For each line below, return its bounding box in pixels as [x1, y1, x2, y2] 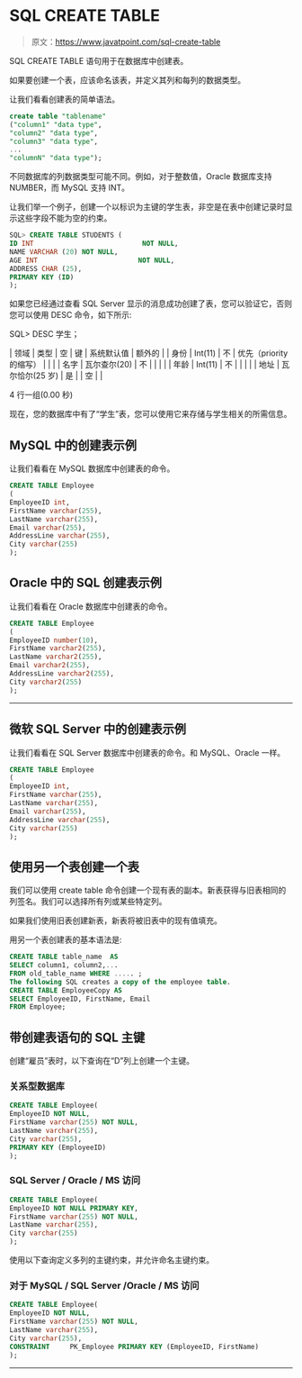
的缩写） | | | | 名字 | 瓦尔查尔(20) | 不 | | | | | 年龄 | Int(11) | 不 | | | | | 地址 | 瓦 [9, 359, 290, 370]
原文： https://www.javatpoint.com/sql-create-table [31, 36, 221, 47]
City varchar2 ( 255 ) [9, 677, 83, 686]
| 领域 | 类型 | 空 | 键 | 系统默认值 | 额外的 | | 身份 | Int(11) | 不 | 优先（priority [9, 348, 289, 358]
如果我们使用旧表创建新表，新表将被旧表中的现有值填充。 [9, 915, 222, 926]
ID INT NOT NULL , [9, 240, 179, 249]
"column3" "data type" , [9, 137, 99, 146]
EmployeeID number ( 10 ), [9, 636, 99, 645]
